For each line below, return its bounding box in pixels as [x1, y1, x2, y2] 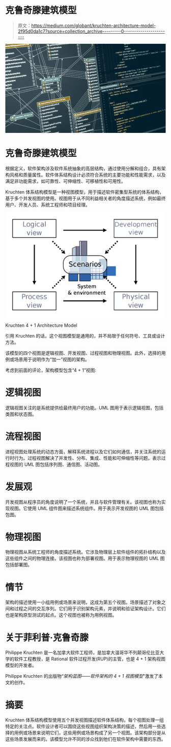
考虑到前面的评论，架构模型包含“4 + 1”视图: [5, 367, 97, 373]
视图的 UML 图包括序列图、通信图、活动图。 [9, 461, 103, 467]
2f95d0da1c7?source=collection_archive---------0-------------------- [17, 28, 165, 34]
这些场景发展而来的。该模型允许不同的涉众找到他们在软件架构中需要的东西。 [5, 736, 166, 742]
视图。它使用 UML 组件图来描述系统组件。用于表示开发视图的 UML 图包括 [9, 505, 164, 511]
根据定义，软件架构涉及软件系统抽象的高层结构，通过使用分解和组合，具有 [5, 165, 161, 171]
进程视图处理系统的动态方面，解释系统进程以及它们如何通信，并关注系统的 [5, 449, 161, 455]
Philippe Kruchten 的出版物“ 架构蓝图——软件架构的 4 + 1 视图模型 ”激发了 [5, 673, 159, 679]
